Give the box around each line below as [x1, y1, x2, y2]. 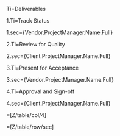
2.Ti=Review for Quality [6, 41, 65, 48]
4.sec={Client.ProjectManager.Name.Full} [6, 100, 111, 107]
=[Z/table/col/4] [6, 112, 47, 118]
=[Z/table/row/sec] [6, 123, 54, 131]
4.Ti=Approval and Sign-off [6, 88, 75, 95]
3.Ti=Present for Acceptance [6, 64, 79, 71]
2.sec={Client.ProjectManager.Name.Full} [6, 52, 111, 60]
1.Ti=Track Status [6, 17, 50, 24]
